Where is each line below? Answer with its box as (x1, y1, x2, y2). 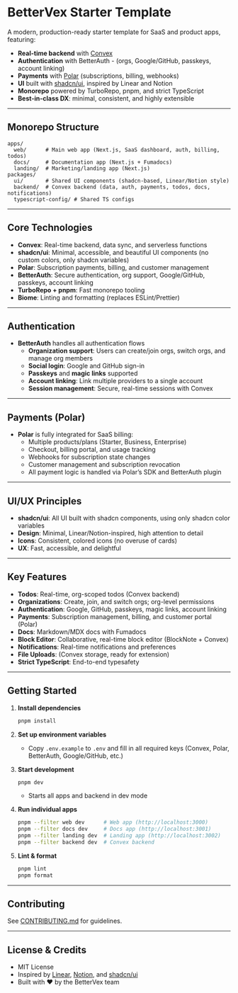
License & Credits (7, 943, 87, 956)
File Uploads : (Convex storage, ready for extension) (17, 649, 170, 659)
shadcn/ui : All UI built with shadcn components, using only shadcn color (17, 514, 230, 522)
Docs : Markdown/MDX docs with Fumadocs (17, 628, 147, 636)
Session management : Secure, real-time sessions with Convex (28, 384, 214, 393)
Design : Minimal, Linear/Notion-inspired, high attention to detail (17, 529, 204, 537)
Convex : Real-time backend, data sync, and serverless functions (17, 240, 208, 249)
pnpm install (17, 717, 57, 725)
